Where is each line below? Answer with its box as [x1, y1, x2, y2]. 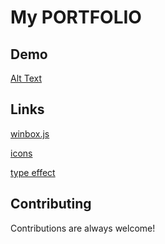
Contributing [10, 196, 92, 213]
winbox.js [10, 127, 50, 140]
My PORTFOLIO [10, 6, 142, 29]
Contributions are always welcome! [10, 222, 156, 234]
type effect [10, 166, 56, 178]
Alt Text [10, 72, 43, 84]
